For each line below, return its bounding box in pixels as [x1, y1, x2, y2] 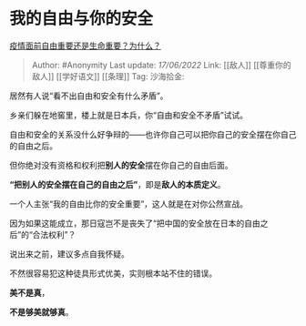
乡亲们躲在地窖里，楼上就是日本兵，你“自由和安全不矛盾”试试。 [9, 109, 249, 120]
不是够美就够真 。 [9, 306, 74, 317]
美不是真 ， [9, 287, 50, 298]
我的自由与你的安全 [9, 8, 154, 29]
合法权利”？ [32, 229, 76, 239]
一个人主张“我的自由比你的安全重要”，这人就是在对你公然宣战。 [9, 198, 249, 209]
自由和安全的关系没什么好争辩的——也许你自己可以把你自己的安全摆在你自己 [9, 128, 297, 139]
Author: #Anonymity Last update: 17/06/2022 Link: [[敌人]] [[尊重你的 [31, 59, 291, 70]
